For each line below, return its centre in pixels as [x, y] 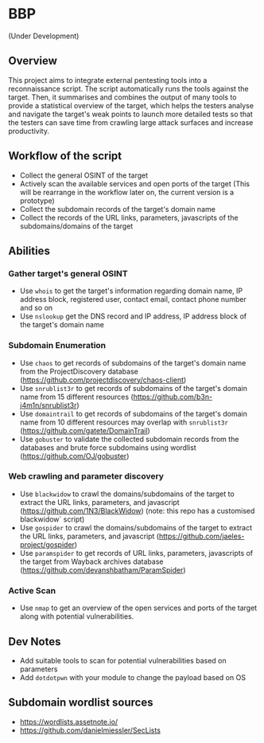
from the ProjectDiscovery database [79, 371]
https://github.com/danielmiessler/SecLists [90, 730]
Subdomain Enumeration [57, 346]
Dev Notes [35, 641]
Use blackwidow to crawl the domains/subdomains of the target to [127, 494]
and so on [36, 308]
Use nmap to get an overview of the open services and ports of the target [138, 608]
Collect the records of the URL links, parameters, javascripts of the [129, 217]
